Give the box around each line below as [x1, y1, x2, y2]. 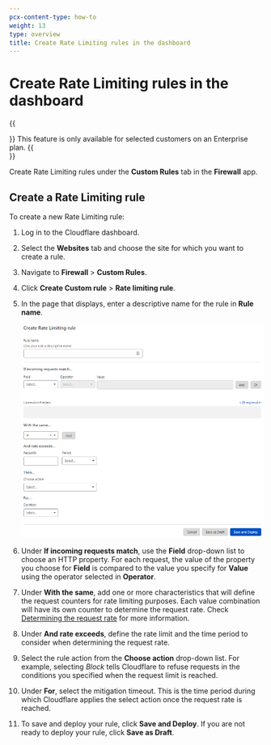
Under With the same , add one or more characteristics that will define [20, 587, 256, 597]
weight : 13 [9, 21, 46, 30]
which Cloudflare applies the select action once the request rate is [20, 695, 243, 704]
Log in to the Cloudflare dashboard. [20, 227, 140, 237]
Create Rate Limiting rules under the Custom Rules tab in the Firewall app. [9, 167, 258, 177]
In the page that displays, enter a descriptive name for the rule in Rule [20, 299, 254, 308]
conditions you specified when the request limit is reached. [20, 671, 218, 679]
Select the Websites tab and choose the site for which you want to [20, 243, 244, 252]
